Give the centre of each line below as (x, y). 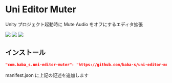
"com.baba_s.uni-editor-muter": (40, 65)
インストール (26, 53)
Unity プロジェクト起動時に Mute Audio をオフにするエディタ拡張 (74, 24)
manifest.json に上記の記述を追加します (47, 75)
